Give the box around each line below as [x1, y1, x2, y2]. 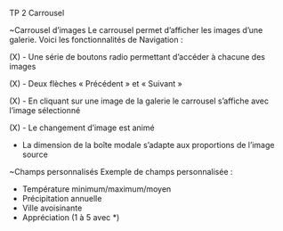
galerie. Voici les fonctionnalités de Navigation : [9, 35, 183, 45]
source [21, 149, 49, 160]
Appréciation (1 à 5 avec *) [21, 212, 120, 222]
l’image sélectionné [9, 105, 81, 115]
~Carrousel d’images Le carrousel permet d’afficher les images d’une [9, 25, 263, 35]
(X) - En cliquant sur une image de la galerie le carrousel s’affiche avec [9, 95, 270, 106]
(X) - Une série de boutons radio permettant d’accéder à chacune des [9, 52, 265, 62]
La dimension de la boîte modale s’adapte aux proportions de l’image [21, 140, 275, 150]
